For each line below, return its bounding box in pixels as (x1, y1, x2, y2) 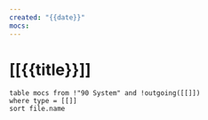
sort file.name (9, 104, 66, 114)
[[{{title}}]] (9, 60, 92, 80)
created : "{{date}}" (9, 12, 86, 22)
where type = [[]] (9, 97, 77, 106)
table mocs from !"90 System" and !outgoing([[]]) (9, 89, 201, 98)
